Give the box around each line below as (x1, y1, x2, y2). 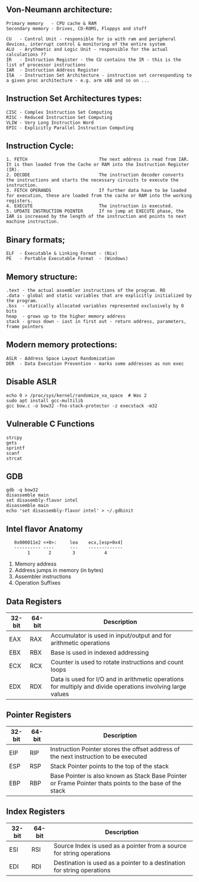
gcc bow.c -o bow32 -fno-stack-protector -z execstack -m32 (6, 403, 158, 409)
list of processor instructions (6, 62, 86, 68)
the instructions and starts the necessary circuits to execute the (6, 177, 179, 183)
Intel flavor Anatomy (6, 524, 83, 534)
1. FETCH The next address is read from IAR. (6, 156, 190, 162)
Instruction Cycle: (6, 141, 74, 151)
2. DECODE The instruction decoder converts (6, 172, 184, 178)
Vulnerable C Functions (6, 419, 95, 429)
